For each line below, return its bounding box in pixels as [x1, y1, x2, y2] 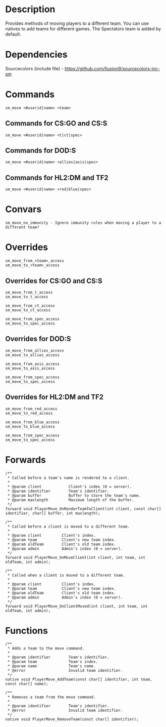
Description [5, 4, 56, 15]
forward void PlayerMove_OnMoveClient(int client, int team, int [5, 555, 145, 560]
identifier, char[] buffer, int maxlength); [5, 510, 100, 516]
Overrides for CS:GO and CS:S [5, 276, 102, 285]
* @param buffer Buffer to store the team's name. [7, 493, 141, 498]
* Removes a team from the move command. [7, 695, 96, 700]
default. [5, 31, 22, 37]
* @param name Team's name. [7, 664, 96, 669]
